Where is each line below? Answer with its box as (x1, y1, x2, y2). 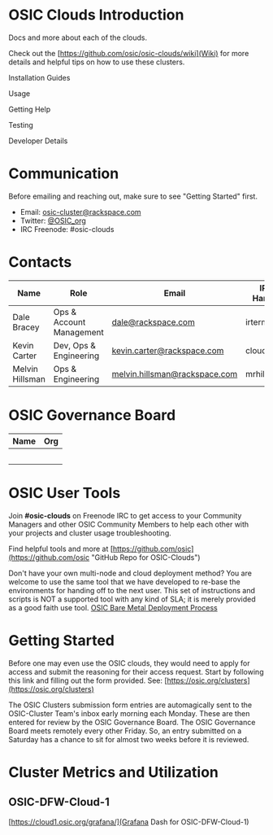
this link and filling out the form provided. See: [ (8, 675, 168, 685)
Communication (8, 164, 119, 183)
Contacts (8, 253, 72, 272)
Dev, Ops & (53, 339, 96, 351)
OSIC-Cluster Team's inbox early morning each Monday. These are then (8, 708, 250, 718)
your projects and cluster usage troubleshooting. (8, 527, 172, 538)
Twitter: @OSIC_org (19, 216, 87, 225)
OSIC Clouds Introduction (8, 6, 184, 24)
